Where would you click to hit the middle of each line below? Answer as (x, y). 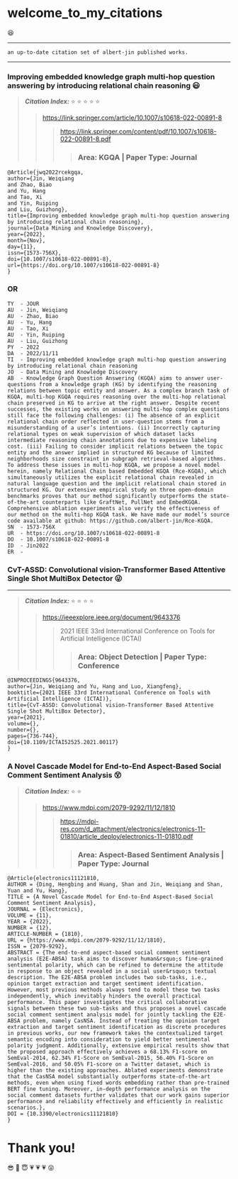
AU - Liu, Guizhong (38, 341)
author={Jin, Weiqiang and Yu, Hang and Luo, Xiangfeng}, (95, 687)
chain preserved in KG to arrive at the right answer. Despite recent (114, 403)
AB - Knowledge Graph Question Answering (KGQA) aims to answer (106, 378)
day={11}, (22, 247)
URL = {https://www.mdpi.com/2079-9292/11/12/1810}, (87, 940)
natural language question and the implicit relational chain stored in (117, 483)
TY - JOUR (23, 304)
